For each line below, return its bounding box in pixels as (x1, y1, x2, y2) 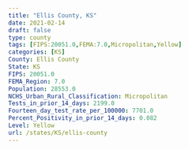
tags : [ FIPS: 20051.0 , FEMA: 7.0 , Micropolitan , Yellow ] (8, 41, 182, 49)
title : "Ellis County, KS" (8, 11, 97, 20)
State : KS (8, 63, 41, 71)
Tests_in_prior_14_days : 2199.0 (8, 99, 115, 107)
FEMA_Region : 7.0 (8, 77, 66, 85)
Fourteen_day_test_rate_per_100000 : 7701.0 (8, 107, 154, 115)
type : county (8, 33, 51, 42)
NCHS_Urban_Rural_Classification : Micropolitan (8, 92, 168, 100)
